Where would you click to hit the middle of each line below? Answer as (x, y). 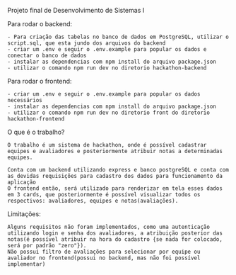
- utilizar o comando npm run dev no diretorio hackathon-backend (107, 68)
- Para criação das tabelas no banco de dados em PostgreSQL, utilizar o (118, 37)
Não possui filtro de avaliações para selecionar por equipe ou (104, 252)
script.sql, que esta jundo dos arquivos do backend (87, 43)
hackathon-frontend (36, 119)
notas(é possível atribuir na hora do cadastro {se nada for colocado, (115, 240)
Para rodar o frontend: (40, 81)
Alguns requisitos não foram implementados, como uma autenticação (109, 227)
